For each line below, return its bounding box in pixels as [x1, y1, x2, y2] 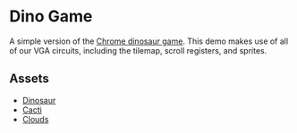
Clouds [21, 113, 49, 124]
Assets [9, 71, 49, 87]
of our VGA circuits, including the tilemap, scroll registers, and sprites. [9, 45, 267, 55]
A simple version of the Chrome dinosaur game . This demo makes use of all [9, 36, 289, 46]
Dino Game [9, 6, 93, 27]
